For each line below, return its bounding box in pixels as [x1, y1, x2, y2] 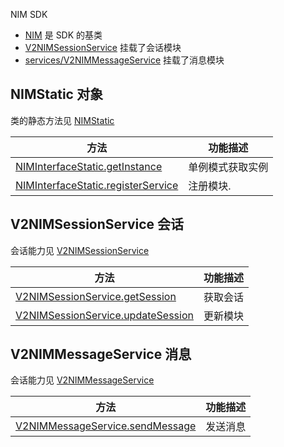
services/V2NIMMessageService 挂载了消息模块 [24, 54, 225, 66]
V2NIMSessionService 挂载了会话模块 [24, 42, 182, 53]
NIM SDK [10, 9, 48, 20]
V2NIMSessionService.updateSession [15, 308, 194, 322]
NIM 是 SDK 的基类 [24, 29, 103, 41]
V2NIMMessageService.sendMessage [15, 419, 197, 433]
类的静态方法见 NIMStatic [10, 114, 115, 126]
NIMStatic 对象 [10, 86, 103, 103]
